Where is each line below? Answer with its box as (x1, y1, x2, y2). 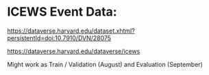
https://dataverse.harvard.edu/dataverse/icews (7, 47, 140, 55)
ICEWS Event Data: (7, 4, 118, 20)
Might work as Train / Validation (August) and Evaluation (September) (7, 60, 204, 68)
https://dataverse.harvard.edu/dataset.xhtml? (7, 27, 135, 35)
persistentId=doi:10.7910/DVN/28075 (7, 33, 112, 42)
